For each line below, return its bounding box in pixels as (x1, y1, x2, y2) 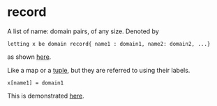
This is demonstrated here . (7, 91, 85, 100)
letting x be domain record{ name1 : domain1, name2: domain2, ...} (7, 40, 211, 47)
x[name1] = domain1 (7, 79, 64, 87)
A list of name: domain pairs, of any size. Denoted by (7, 27, 159, 35)
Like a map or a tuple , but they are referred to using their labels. (7, 66, 190, 74)
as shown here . (7, 53, 52, 61)
